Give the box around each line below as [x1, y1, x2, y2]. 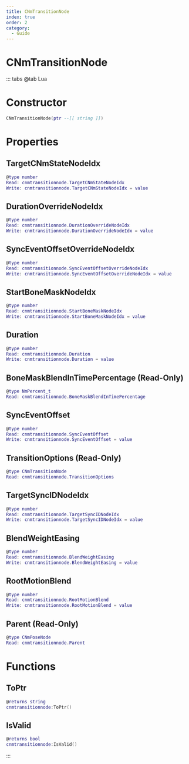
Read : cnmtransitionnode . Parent [6, 640, 85, 646]
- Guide [11, 31, 31, 36]
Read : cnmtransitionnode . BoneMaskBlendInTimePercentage [6, 394, 146, 400]
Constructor [6, 96, 67, 109]
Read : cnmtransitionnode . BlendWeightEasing [6, 554, 114, 560]
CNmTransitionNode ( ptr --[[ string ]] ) [6, 115, 104, 121]
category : [6, 25, 31, 31]
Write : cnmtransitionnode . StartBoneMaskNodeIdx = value [6, 313, 146, 320]
